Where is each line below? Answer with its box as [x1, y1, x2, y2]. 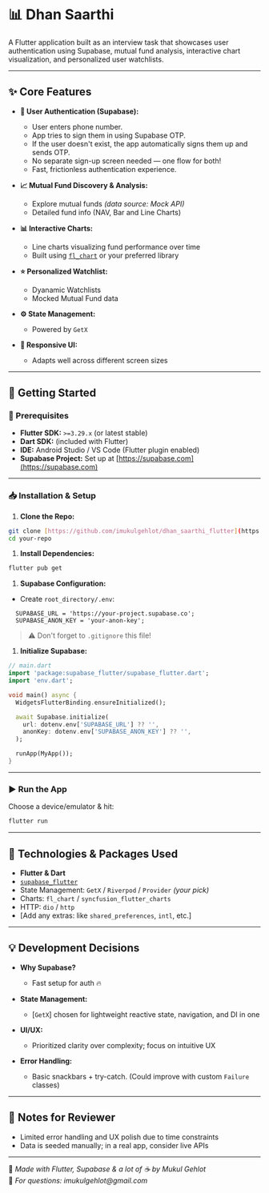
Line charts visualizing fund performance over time [31, 242, 201, 251]
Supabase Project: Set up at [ [19, 454, 119, 463]
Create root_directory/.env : [19, 594, 114, 604]
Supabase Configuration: [19, 578, 106, 588]
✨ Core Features [8, 85, 92, 99]
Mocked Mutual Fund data [31, 293, 118, 303]
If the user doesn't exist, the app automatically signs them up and [31, 138, 248, 148]
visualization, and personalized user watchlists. [8, 54, 164, 64]
